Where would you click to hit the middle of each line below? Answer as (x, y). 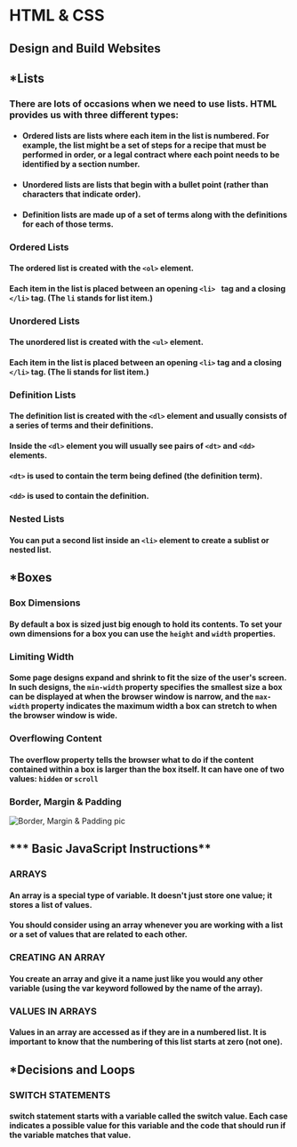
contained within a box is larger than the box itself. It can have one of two (147, 769)
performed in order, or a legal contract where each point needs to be (151, 155)
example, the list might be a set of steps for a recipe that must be (144, 145)
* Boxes (31, 578)
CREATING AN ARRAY (57, 958)
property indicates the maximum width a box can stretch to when (154, 706)
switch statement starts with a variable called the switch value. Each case (148, 1116)
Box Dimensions (45, 603)
